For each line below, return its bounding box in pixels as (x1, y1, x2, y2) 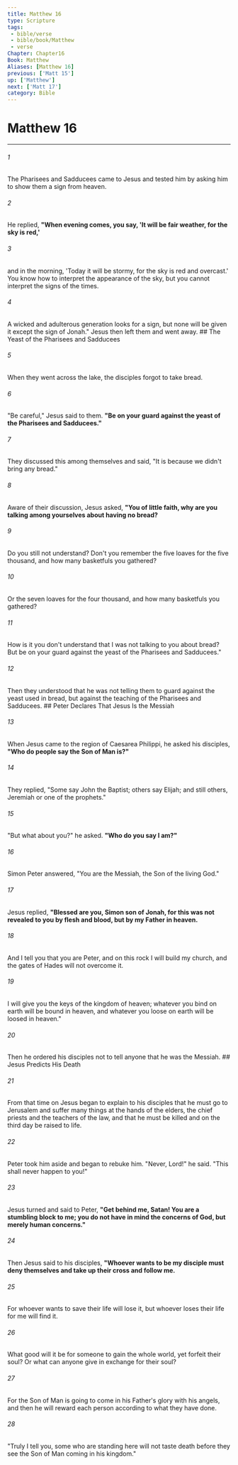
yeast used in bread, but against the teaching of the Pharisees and (7, 694, 202, 702)
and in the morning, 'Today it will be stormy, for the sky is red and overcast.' (7, 266, 229, 275)
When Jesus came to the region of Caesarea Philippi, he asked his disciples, (7, 739, 230, 748)
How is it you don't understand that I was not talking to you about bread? (7, 641, 220, 649)
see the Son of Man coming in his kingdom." (7, 1449, 137, 1458)
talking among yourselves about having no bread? (7, 511, 158, 519)
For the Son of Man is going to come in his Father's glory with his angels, (7, 1396, 220, 1405)
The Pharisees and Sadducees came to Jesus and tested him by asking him (7, 175, 228, 183)
